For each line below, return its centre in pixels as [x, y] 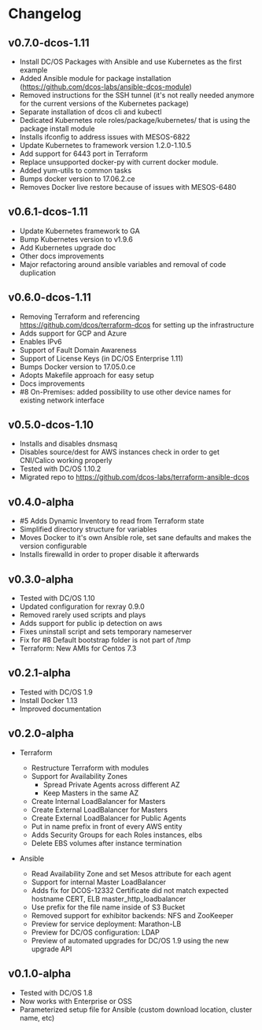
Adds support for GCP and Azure [73, 333]
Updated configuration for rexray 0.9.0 [82, 606]
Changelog [45, 14]
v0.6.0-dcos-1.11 [50, 297]
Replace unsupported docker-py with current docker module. [119, 162]
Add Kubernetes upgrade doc [68, 247]
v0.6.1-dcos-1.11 [48, 212]
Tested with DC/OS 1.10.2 [60, 469]
